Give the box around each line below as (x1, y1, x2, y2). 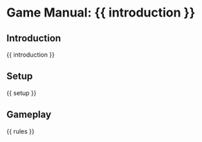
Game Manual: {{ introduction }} (6, 5, 196, 21)
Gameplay (6, 109, 52, 121)
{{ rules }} (6, 127, 35, 135)
